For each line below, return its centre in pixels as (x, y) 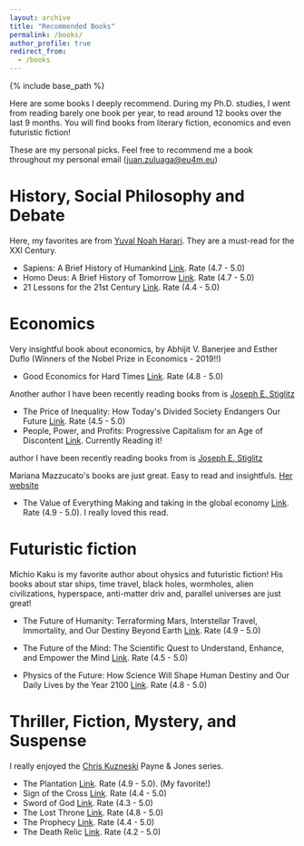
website (24, 485)
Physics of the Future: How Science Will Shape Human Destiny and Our (156, 675)
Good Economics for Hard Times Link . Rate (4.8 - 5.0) (123, 376)
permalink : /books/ (46, 34)
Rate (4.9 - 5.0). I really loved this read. (95, 512)
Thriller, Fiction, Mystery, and (123, 722)
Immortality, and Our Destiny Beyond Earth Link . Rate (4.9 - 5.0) (142, 630)
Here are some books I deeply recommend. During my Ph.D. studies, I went (150, 103)
